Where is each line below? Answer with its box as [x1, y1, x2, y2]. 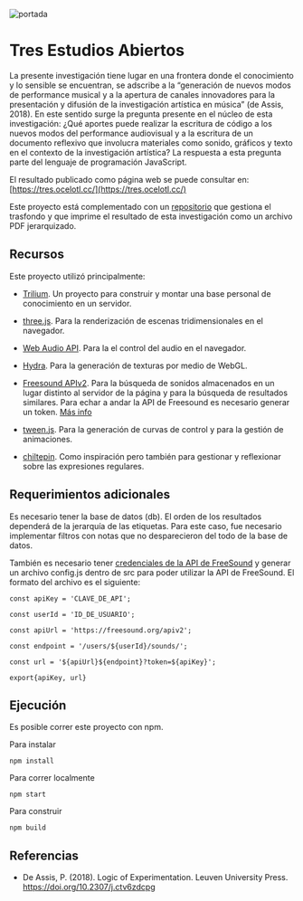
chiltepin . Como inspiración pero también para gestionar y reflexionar [22, 450, 282, 461]
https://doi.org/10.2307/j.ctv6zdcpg [22, 882, 156, 893]
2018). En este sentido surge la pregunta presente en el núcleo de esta [9, 109, 273, 119]
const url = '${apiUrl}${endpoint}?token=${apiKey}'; [9, 657, 217, 667]
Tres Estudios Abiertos [9, 41, 185, 61]
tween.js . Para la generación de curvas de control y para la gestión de [22, 423, 284, 434]
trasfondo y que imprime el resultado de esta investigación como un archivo [9, 211, 293, 222]
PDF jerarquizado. [9, 220, 77, 231]
